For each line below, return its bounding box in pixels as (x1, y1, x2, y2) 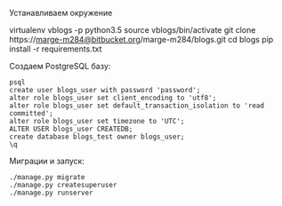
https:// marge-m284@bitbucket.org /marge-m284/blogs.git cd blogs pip (9, 35, 274, 44)
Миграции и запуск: (9, 155, 85, 166)
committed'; (9, 109, 53, 118)
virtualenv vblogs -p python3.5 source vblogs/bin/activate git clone (9, 25, 256, 35)
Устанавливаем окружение (9, 8, 113, 18)
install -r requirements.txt (9, 44, 102, 54)
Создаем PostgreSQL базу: (9, 61, 111, 71)
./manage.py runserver (9, 188, 93, 197)
